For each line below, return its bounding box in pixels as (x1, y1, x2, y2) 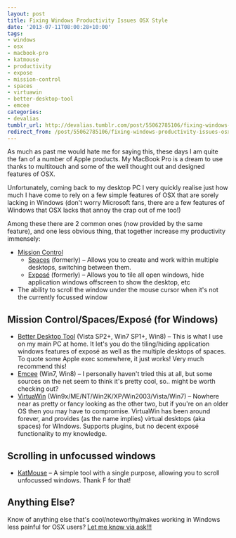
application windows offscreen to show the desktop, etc (27, 278, 191, 287)
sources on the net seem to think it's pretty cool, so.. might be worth (17, 377, 216, 386)
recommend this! (17, 362, 67, 370)
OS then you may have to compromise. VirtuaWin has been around (17, 407, 211, 415)
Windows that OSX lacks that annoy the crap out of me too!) (7, 206, 181, 215)
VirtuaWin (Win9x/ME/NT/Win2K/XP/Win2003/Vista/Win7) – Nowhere (17, 392, 220, 401)
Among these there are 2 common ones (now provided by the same (7, 220, 203, 228)
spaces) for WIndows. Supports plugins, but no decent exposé (17, 422, 199, 430)
